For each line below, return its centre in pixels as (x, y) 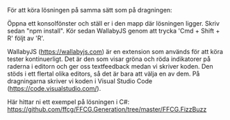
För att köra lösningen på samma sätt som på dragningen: (90, 10)
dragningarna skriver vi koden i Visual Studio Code (80, 81)
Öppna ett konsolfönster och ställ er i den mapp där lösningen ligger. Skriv (114, 23)
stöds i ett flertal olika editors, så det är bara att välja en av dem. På (104, 74)
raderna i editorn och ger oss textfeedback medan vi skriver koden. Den (110, 66)
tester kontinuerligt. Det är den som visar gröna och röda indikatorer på (109, 59)
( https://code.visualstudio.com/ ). (54, 88)
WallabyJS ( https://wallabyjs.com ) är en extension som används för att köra (115, 52)
